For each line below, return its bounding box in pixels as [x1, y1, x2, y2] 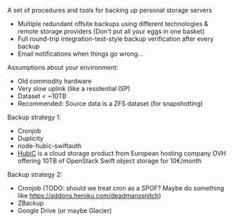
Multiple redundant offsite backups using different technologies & [17, 20, 208, 27]
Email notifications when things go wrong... [17, 49, 143, 58]
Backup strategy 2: [7, 171, 63, 178]
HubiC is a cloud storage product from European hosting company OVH [17, 149, 227, 157]
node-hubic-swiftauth [17, 142, 82, 150]
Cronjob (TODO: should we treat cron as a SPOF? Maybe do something [17, 184, 225, 192]
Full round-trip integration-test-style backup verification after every [17, 35, 214, 43]
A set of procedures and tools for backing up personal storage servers [7, 6, 213, 14]
